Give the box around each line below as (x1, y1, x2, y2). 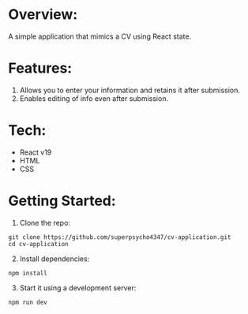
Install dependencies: (19, 254, 90, 264)
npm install (8, 269, 47, 277)
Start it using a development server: (19, 282, 137, 293)
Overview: (8, 6, 78, 24)
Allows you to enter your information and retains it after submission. (19, 85, 241, 95)
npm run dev (8, 298, 47, 306)
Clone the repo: (19, 218, 71, 227)
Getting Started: (8, 192, 116, 210)
